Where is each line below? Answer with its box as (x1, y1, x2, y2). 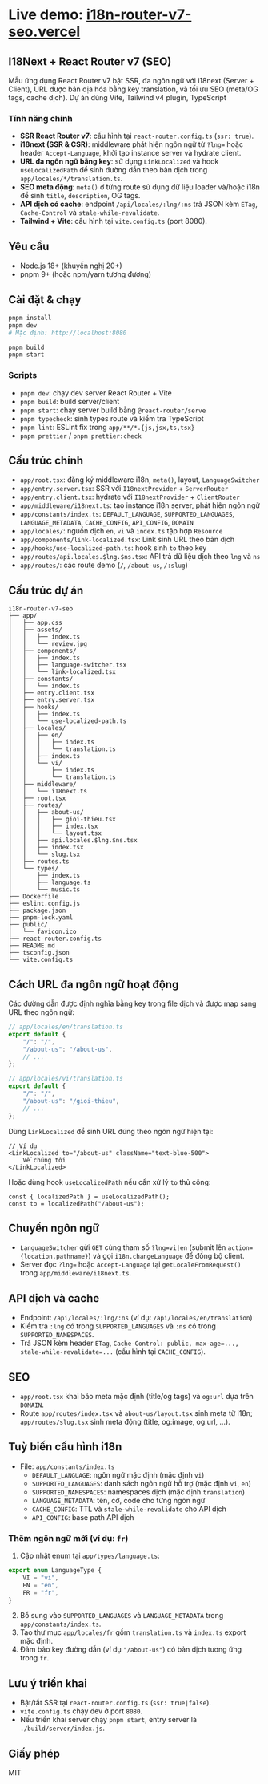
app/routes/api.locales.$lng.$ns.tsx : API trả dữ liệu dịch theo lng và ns (19, 552, 261, 562)
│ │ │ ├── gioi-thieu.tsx (8, 816, 116, 824)
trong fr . (19, 1653, 50, 1663)
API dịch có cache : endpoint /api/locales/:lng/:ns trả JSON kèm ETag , (19, 199, 258, 209)
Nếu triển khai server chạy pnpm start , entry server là (19, 1715, 198, 1725)
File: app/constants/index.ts (19, 1462, 115, 1471)
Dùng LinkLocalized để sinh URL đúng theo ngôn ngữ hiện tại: (8, 1126, 214, 1136)
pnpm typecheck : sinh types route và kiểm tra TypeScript (19, 413, 204, 423)
